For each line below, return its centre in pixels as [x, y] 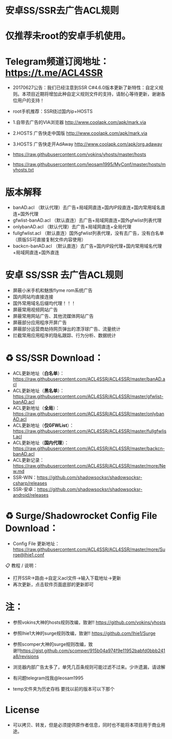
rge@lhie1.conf [28, 555]
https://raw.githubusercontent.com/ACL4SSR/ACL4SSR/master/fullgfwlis [90, 431]
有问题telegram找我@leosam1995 [48, 678]
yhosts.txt [23, 170]
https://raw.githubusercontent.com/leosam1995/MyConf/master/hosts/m [89, 165]
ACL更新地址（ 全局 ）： [36, 408]
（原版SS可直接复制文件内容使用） [49, 240]
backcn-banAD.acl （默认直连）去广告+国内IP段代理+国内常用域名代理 [87, 246]
